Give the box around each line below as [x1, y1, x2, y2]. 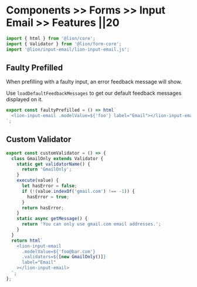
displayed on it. [6, 96, 43, 103]
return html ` [11, 238, 43, 243]
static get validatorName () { [16, 161, 91, 167]
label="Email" [21, 259, 57, 265]
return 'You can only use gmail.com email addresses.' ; [21, 221, 161, 227]
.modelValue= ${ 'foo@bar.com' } [21, 248, 96, 255]
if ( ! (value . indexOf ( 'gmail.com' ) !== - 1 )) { [21, 188, 135, 194]
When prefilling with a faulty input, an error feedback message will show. [6, 78, 182, 85]
